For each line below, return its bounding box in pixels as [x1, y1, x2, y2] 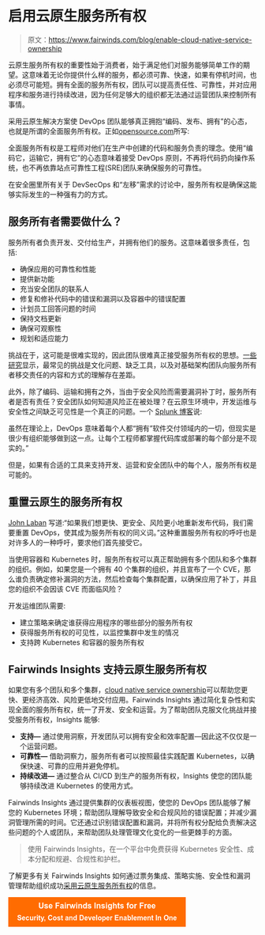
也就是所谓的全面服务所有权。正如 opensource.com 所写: [8, 126, 190, 135]
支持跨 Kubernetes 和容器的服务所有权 [19, 638, 144, 647]
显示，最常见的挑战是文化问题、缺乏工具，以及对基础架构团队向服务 [22, 360, 243, 369]
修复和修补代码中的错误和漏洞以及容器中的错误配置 [19, 293, 186, 303]
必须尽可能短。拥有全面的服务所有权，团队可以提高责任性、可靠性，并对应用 [8, 80, 257, 89]
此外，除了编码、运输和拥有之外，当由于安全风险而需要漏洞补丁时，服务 [8, 387, 243, 396]
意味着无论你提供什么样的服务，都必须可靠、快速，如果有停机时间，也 [28, 70, 257, 79]
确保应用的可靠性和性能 [19, 264, 96, 274]
